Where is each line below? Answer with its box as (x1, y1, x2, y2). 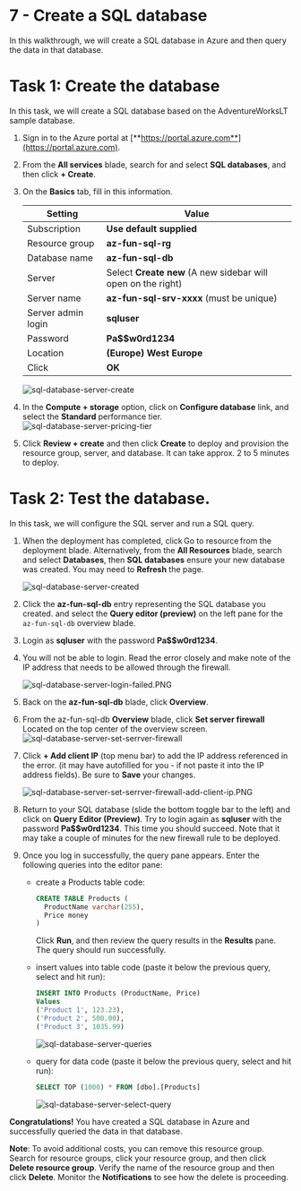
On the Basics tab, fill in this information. (21, 185, 173, 197)
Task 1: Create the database (9, 76, 220, 97)
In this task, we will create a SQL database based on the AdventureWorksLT (9, 105, 288, 116)
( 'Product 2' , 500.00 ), (35, 1014, 125, 1023)
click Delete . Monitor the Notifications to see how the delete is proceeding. (9, 1171, 289, 1182)
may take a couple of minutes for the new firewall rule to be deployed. (21, 832, 280, 843)
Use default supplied (106, 222, 197, 235)
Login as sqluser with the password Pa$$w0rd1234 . (21, 635, 218, 646)
